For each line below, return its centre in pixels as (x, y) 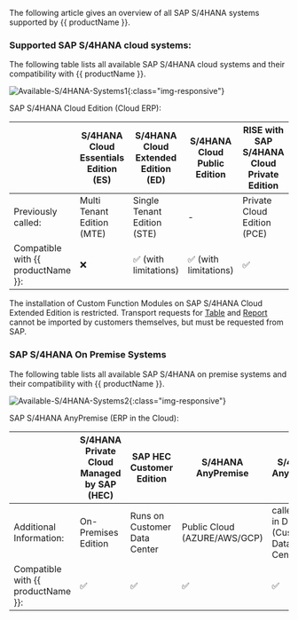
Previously (35, 212)
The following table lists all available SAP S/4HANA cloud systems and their (147, 65)
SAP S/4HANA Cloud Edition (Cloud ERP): (85, 108)
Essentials (102, 158)
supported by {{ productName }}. (70, 22)
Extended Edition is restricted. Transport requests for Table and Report (138, 313)
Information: (39, 538)
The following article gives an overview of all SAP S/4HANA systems (134, 13)
